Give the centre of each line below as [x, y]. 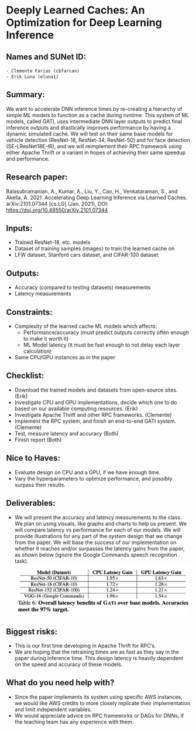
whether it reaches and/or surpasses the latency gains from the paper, [99, 548]
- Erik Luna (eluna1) [32, 77]
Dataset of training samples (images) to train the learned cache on [94, 249]
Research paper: [37, 177]
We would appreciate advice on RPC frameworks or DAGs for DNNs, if [99, 715]
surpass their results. [40, 485]
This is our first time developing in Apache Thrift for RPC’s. [85, 646]
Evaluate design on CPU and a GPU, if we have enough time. [87, 472]
